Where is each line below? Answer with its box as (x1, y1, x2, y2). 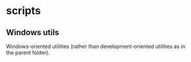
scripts (6, 4, 41, 18)
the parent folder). (6, 49, 50, 56)
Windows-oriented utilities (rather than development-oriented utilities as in (6, 43, 186, 50)
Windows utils (6, 27, 60, 37)
